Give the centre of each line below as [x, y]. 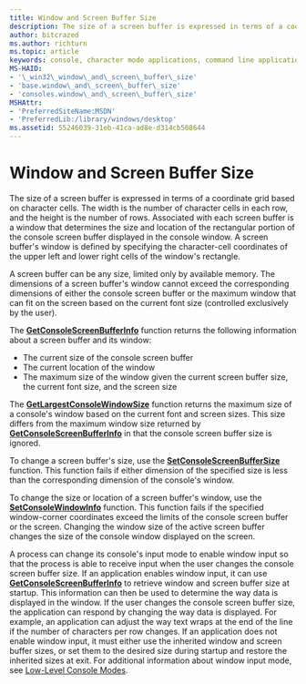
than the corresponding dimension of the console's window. [122, 480]
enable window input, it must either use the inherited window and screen [146, 641]
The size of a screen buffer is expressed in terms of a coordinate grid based [152, 198]
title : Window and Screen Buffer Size [83, 18]
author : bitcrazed [44, 35]
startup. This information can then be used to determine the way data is [144, 592]
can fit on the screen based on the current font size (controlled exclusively [149, 302]
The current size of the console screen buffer [108, 357]
